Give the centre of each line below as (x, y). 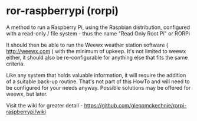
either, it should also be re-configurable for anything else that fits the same (97, 57)
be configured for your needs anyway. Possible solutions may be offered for (98, 87)
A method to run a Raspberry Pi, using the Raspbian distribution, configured (98, 27)
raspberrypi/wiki (26, 112)
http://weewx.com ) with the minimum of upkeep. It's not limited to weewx (96, 51)
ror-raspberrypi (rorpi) (63, 11)
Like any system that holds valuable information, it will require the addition (96, 75)
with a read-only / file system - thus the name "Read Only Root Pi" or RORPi (98, 33)
